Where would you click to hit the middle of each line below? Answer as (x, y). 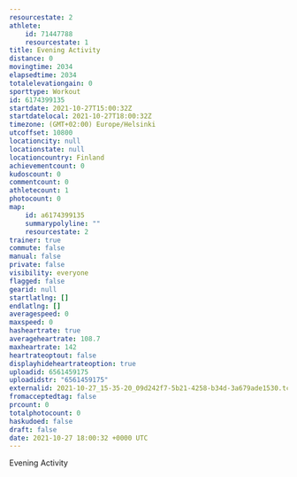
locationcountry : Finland (57, 157)
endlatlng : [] (35, 306)
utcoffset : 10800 (41, 133)
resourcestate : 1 (57, 42)
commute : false (37, 248)
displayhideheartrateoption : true (73, 364)
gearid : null (33, 289)
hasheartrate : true (45, 331)
